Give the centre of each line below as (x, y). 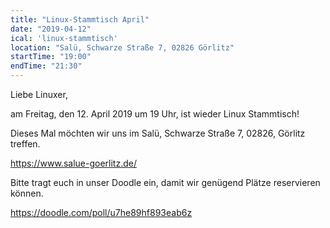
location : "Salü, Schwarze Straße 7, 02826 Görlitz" (122, 47)
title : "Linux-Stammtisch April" (80, 19)
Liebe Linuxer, (39, 94)
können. (27, 193)
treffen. (25, 144)
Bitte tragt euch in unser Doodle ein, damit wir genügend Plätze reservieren (165, 182)
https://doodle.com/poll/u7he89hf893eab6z (101, 212)
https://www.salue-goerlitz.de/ (73, 163)
